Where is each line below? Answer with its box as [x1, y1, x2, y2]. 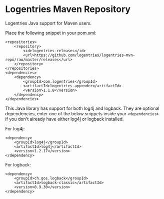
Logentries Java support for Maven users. [5, 20, 91, 26]
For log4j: [5, 125, 25, 131]
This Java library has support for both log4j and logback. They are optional [5, 105, 159, 111]
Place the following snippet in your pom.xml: [5, 30, 96, 36]
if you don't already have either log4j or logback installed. [5, 116, 124, 122]
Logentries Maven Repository [5, 4, 131, 15]
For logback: [5, 161, 31, 167]
